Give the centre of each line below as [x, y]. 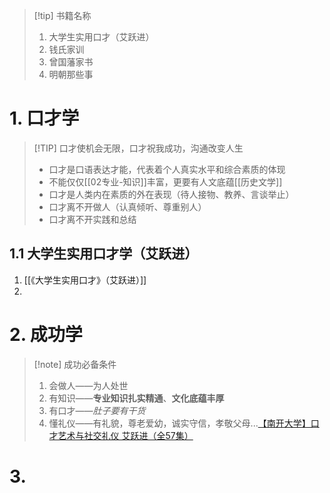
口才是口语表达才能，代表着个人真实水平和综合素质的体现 [167, 169]
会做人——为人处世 [88, 385]
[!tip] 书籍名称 [62, 15]
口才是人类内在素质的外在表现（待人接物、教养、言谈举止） [171, 194]
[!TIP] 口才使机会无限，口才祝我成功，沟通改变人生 [138, 148]
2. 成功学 [46, 334]
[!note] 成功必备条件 [75, 364]
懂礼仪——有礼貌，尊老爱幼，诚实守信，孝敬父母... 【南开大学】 [179, 423]
